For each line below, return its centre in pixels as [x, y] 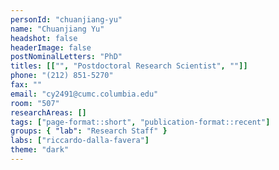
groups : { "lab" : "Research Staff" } [89, 131]
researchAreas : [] [48, 112]
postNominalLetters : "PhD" [66, 57]
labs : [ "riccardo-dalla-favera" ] [80, 141]
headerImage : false [51, 47]
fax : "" [26, 85]
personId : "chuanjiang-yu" [66, 19]
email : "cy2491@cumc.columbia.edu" [84, 94]
